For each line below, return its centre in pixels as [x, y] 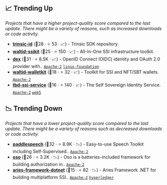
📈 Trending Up [29, 8]
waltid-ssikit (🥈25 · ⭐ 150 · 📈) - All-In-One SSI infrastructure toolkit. [83, 51]
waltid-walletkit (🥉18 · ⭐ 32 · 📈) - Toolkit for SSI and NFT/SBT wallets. [86, 72]
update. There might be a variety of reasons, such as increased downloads [83, 28]
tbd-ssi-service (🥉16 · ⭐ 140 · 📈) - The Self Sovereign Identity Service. [87, 85]
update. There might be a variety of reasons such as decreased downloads [84, 129]
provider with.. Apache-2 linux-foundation [56, 66]
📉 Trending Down [34, 109]
